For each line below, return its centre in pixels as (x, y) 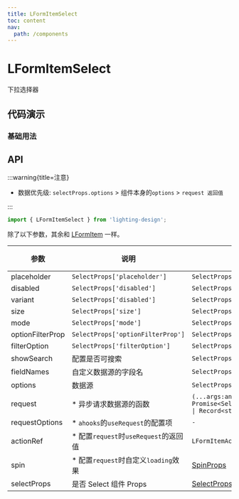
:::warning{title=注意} (38, 178)
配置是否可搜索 (97, 359)
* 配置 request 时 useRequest (117, 436)
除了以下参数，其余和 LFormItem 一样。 (65, 235)
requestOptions (37, 422)
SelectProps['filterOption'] (121, 346)
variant (22, 300)
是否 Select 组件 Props (110, 484)
